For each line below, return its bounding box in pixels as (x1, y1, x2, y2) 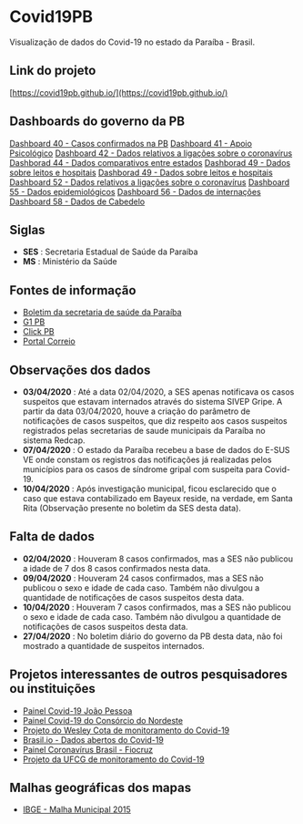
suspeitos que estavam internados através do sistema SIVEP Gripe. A (22, 397, 283, 407)
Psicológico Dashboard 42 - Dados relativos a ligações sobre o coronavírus (9, 148, 293, 159)
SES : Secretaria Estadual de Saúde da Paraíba (22, 246, 198, 257)
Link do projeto (9, 63, 96, 78)
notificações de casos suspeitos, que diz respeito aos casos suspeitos (22, 416, 288, 426)
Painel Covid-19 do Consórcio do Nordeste (22, 715, 184, 726)
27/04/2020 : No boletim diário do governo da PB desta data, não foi (22, 631, 283, 642)
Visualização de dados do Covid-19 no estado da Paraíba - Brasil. (9, 36, 256, 47)
